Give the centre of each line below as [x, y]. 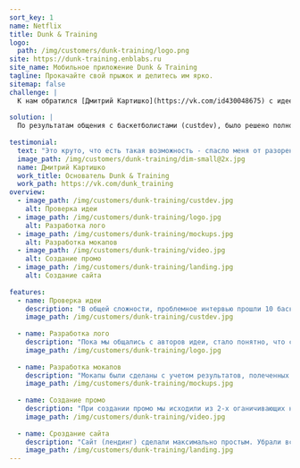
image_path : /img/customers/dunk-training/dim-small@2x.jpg [131, 159]
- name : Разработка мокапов [70, 367]
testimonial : [33, 142]
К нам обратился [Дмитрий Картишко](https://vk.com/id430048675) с [146, 101]
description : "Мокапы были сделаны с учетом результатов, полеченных [158, 375]
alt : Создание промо [63, 259]
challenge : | [33, 92]
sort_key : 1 [31, 17]
